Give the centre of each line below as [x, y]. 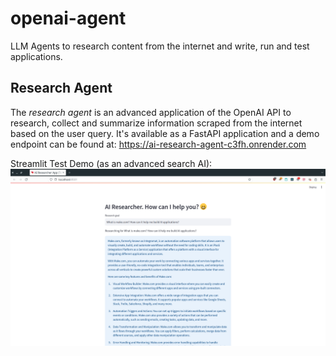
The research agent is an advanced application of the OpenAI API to [151, 112]
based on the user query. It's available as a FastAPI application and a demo [165, 133]
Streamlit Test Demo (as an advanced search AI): [111, 163]
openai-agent [68, 18]
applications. [36, 56]
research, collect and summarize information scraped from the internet [156, 123]
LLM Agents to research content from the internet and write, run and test [160, 46]
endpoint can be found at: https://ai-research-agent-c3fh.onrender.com [158, 144]
